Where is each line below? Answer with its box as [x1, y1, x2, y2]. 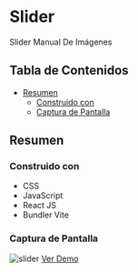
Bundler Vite [22, 209, 70, 220]
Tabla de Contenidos [9, 63, 129, 78]
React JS [22, 200, 57, 211]
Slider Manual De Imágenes [9, 36, 113, 47]
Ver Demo [41, 253, 79, 264]
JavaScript [22, 190, 64, 201]
